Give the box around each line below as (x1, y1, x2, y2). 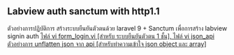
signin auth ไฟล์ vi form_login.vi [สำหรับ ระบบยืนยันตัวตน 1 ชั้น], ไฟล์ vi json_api (7, 31, 215, 40)
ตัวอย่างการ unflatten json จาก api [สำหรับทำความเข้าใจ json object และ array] (7, 40, 207, 48)
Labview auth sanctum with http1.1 (7, 6, 160, 17)
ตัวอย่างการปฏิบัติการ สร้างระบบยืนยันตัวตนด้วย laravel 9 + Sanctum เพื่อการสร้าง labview (7, 24, 228, 32)
